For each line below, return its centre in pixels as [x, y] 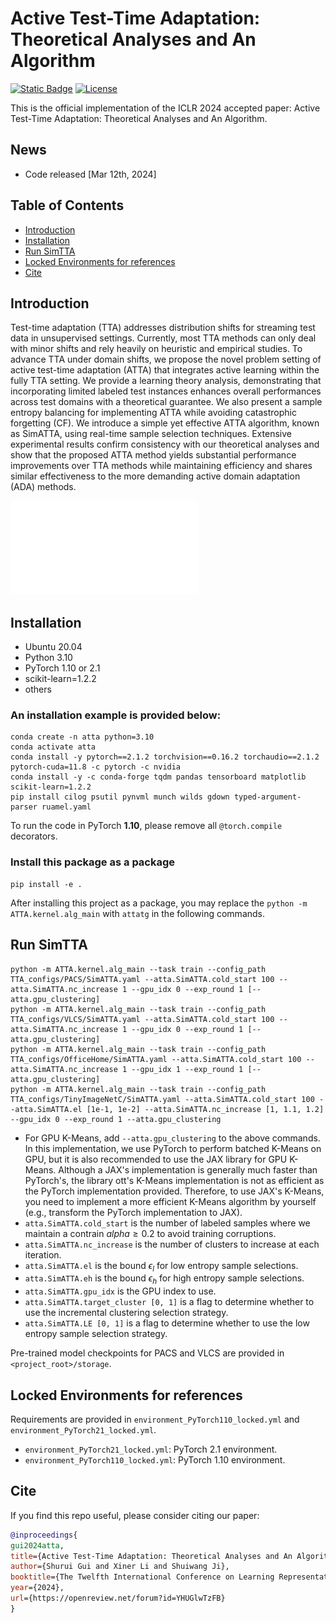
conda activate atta [53, 747]
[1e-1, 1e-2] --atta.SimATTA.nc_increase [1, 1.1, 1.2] [205, 1109]
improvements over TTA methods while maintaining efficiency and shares [161, 466]
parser [24, 807]
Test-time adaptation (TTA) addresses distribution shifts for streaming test [163, 328]
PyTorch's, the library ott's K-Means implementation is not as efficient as [174, 1180]
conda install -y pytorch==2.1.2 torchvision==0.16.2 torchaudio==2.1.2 [165, 757]
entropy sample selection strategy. [96, 1334]
